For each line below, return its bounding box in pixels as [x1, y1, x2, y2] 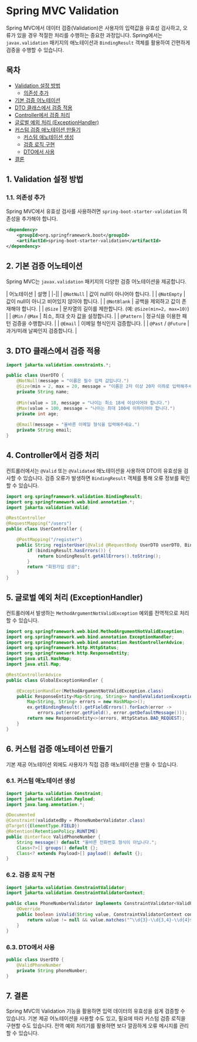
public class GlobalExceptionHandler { [6, 677, 104, 683]
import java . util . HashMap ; [6, 656, 72, 662]
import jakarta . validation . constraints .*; [6, 362, 111, 368]
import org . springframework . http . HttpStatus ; [6, 645, 119, 651]
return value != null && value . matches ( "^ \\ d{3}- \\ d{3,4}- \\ [27, 917, 180, 923]
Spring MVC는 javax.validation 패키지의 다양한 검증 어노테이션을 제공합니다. [6, 278, 186, 285]
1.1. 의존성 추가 [6, 193, 46, 202]
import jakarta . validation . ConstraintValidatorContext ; [6, 890, 145, 896]
